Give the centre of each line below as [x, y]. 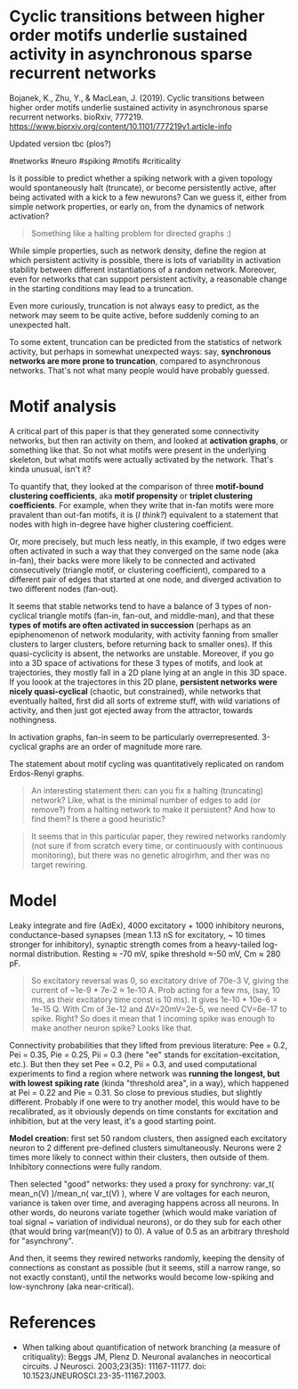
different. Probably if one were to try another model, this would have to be [145, 1102]
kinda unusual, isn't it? [50, 469]
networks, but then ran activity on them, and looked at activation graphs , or [149, 440]
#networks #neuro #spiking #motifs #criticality [95, 160]
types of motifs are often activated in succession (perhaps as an [130, 625]
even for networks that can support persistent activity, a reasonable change [148, 279]
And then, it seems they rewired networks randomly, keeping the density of [147, 1258]
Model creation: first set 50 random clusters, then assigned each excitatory [148, 1138]
